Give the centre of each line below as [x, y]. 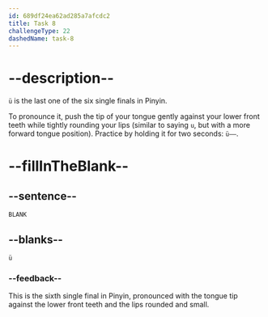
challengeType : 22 [39, 31]
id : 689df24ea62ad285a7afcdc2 [60, 16]
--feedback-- [35, 278]
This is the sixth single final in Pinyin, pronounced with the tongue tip [123, 296]
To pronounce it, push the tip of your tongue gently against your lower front [134, 116]
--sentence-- [43, 196]
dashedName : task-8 [41, 38]
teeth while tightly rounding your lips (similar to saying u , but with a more [130, 125]
